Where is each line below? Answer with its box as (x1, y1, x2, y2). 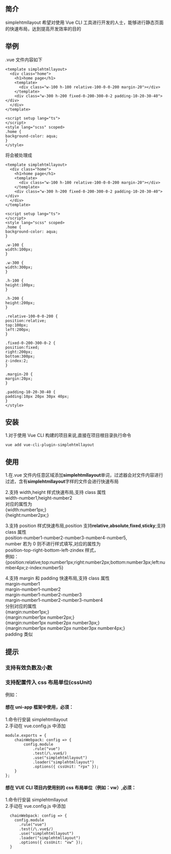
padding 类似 (5, 631, 33, 638)
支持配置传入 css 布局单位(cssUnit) (5, 679, 93, 686)
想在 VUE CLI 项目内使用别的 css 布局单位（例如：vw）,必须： (5, 784, 136, 790)
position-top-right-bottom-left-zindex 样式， (5, 547, 99, 554)
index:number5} (30, 565, 64, 571)
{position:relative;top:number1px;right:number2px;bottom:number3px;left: (5, 559, 160, 565)
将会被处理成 (5, 152, 32, 158)
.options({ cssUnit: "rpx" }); (32, 764, 99, 769)
